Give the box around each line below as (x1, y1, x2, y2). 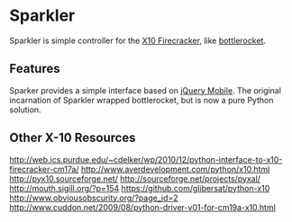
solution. (9, 104, 42, 115)
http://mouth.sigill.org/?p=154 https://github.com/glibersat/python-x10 (9, 182, 270, 193)
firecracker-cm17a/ (9, 164, 79, 174)
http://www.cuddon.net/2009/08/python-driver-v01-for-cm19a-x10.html (9, 201, 277, 212)
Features (9, 61, 60, 76)
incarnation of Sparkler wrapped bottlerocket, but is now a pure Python (9, 94, 274, 105)
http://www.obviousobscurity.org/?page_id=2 (9, 192, 178, 203)
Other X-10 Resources (9, 130, 137, 146)
